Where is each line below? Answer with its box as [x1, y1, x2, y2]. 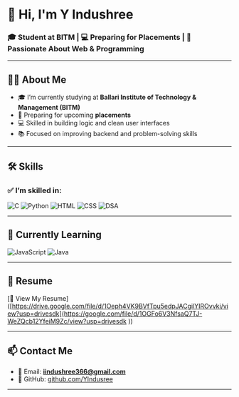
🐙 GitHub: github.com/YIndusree [17, 375, 114, 383]
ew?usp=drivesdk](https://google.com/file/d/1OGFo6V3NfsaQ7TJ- [7, 309, 203, 318]
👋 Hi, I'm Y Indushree [7, 6, 134, 23]
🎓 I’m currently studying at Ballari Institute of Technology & [17, 93, 197, 102]
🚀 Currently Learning [7, 229, 102, 241]
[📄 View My [7, 294, 41, 302]
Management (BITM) [17, 103, 80, 112]
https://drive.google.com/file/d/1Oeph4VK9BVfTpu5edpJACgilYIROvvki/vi [11, 301, 229, 310]
